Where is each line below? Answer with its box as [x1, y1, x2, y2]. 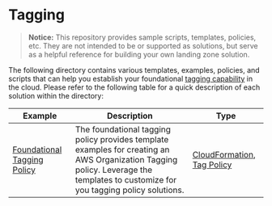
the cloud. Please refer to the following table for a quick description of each [8, 82, 261, 92]
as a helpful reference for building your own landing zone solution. [28, 49, 250, 59]
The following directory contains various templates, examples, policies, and [8, 65, 261, 74]
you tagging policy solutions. [75, 184, 185, 195]
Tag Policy [192, 159, 232, 170]
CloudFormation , [192, 149, 257, 160]
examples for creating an [75, 144, 170, 155]
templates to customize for [75, 174, 177, 185]
